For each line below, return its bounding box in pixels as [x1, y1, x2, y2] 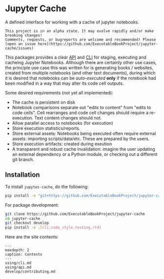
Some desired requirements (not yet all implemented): [5, 90, 114, 95]
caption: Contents [5, 252, 42, 257]
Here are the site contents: [5, 234, 59, 240]
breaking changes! [5, 33, 42, 38]
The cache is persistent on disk [12, 99, 76, 105]
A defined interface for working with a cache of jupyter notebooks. [5, 19, 139, 25]
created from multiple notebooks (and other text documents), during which [5, 70, 156, 76]
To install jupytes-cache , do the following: [5, 184, 89, 189]
